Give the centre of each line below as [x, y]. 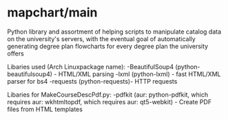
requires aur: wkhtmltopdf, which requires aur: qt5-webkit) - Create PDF [110, 101]
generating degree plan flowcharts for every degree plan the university [108, 46]
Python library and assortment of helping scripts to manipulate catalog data [114, 32]
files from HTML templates [45, 109]
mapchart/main [52, 13]
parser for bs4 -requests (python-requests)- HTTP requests [92, 81]
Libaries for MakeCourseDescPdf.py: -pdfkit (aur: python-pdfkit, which [108, 95]
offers [15, 53]
